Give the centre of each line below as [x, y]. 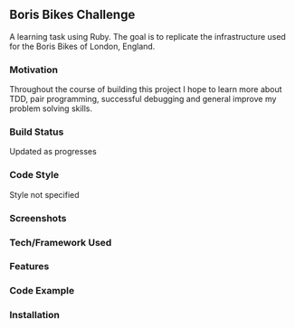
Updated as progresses [53, 152]
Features [29, 267]
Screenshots [38, 218]
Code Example [42, 291]
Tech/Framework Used [61, 242]
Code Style [34, 175]
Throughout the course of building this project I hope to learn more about [146, 89]
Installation [35, 315]
